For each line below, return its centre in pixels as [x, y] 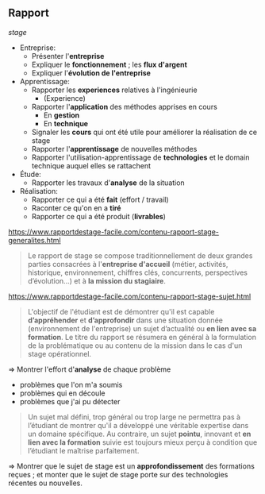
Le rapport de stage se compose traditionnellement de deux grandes [140, 255]
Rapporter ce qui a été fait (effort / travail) [100, 199]
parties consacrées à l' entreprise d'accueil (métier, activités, [128, 264]
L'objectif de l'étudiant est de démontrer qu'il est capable [121, 311]
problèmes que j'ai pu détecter [70, 401]
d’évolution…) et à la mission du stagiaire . [97, 280]
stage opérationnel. [60, 353]
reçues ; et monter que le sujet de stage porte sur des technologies [118, 474]
